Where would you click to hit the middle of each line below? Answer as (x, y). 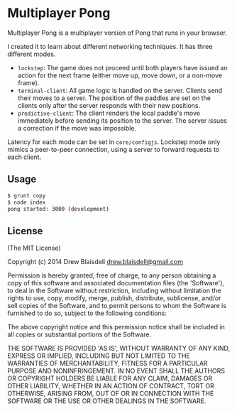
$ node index (27, 202)
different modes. (32, 54)
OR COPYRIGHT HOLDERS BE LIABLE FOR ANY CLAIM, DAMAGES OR (110, 378)
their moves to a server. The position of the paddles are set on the (114, 98)
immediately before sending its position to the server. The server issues (122, 120)
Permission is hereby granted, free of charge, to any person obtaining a (112, 275)
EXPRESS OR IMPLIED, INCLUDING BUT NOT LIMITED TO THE (99, 356)
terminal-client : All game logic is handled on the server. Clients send (120, 90)
